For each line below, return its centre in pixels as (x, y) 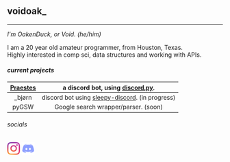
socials (17, 124)
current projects (31, 70)
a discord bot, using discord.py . (109, 87)
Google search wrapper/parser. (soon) (108, 107)
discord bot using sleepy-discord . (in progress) (109, 97)
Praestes (23, 87)
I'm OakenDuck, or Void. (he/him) (54, 34)
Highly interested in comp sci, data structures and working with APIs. (104, 55)
